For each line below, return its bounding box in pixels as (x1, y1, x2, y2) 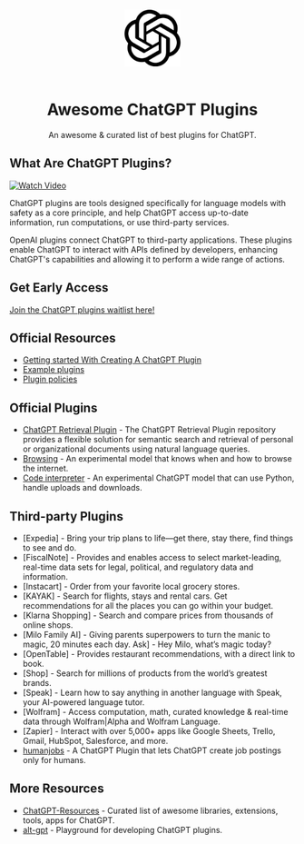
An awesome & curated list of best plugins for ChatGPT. (48, 129, 257, 140)
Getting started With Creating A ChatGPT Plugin (22, 354, 202, 365)
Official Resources (9, 330, 116, 345)
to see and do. (22, 542, 77, 553)
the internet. (22, 463, 69, 474)
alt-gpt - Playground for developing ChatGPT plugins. (22, 824, 223, 835)
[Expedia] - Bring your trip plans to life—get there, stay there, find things (22, 532, 293, 543)
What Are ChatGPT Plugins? (9, 155, 172, 172)
